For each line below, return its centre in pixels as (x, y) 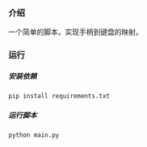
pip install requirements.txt (59, 96)
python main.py (34, 136)
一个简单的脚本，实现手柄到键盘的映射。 (76, 32)
